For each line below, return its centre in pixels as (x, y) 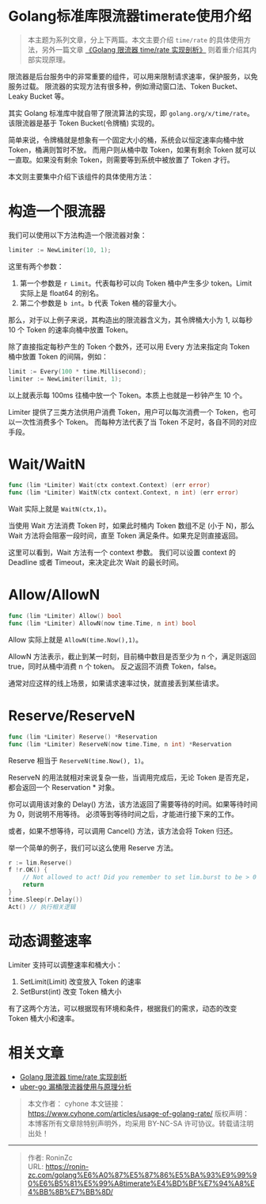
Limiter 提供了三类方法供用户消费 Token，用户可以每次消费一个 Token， (125, 412)
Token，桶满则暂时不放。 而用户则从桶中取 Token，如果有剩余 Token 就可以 (132, 150)
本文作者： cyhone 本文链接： (76, 1103)
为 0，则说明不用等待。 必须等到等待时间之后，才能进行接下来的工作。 (123, 814)
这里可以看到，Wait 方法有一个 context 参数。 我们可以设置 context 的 (122, 553)
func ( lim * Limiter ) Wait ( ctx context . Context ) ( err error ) (110, 485)
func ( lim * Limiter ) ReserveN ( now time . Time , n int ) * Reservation (120, 744)
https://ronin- (67, 1166)
